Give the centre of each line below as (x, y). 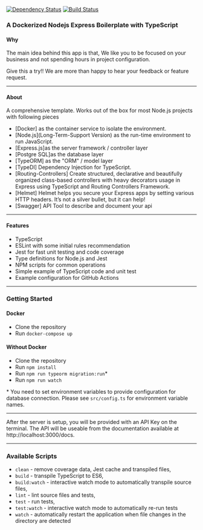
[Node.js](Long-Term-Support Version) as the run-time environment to (103, 135)
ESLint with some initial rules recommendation (72, 245)
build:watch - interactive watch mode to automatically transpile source (103, 482)
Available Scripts (32, 456)
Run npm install (36, 367)
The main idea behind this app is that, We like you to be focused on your (96, 53)
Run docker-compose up (43, 333)
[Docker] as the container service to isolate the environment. (91, 129)
